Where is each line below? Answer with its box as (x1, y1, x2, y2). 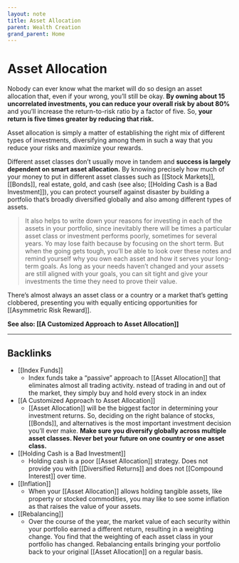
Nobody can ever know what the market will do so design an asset (7, 85, 203, 93)
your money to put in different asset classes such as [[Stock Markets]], (7, 172, 216, 181)
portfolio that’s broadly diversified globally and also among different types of (7, 195, 232, 204)
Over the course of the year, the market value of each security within (28, 517, 230, 525)
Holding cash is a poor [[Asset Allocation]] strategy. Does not (28, 457, 208, 465)
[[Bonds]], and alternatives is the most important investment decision (28, 419, 231, 427)
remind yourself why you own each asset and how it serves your (24, 254, 215, 263)
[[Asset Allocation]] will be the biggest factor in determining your (28, 404, 218, 412)
